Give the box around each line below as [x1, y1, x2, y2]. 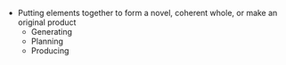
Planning [30, 36, 64, 46]
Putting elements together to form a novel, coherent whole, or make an [17, 8, 278, 18]
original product [17, 17, 77, 28]
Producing [30, 45, 69, 56]
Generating [30, 27, 73, 37]
